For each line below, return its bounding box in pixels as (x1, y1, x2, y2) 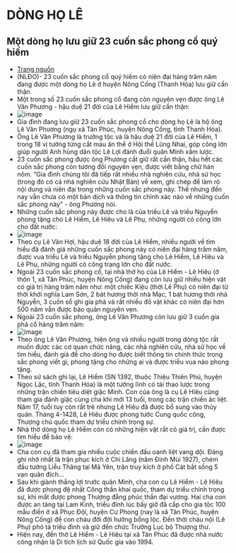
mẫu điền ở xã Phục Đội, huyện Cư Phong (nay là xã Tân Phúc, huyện (16, 508, 219, 516)
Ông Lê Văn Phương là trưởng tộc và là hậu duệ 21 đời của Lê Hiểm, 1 (16, 133, 218, 141)
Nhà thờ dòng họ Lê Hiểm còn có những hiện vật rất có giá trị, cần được (16, 425, 226, 434)
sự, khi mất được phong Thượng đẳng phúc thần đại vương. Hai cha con (16, 493, 227, 501)
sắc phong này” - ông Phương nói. (16, 200, 117, 208)
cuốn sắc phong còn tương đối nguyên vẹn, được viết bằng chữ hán (16, 162, 215, 171)
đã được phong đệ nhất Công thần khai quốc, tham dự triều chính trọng (16, 485, 225, 494)
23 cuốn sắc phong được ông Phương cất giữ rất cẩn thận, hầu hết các (16, 155, 223, 163)
